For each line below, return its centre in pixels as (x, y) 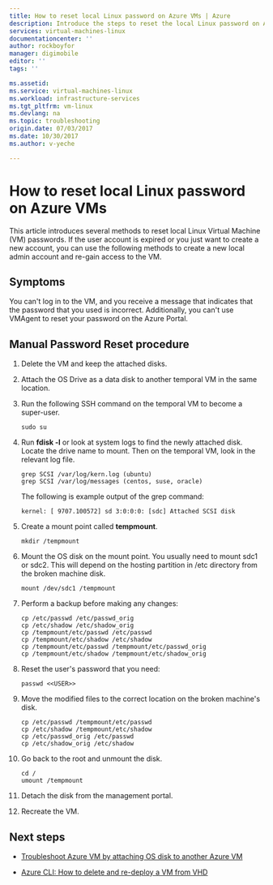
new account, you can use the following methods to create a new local (127, 247)
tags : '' (24, 69)
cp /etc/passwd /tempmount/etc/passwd (86, 723)
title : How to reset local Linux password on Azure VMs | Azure (120, 16)
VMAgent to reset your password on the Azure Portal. (99, 319)
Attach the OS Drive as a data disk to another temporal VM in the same (139, 380)
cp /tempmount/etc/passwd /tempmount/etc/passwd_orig (113, 647)
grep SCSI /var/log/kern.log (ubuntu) (86, 475)
